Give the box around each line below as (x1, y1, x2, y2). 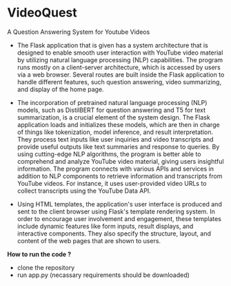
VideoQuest (7, 5, 77, 21)
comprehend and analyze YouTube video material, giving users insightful (17, 157, 224, 165)
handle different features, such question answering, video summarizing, (17, 77, 222, 86)
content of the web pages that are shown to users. (17, 236, 161, 245)
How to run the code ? (7, 250, 72, 258)
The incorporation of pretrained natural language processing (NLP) (17, 98, 208, 106)
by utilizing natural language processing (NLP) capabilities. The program (17, 55, 223, 64)
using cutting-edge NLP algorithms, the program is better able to (17, 150, 201, 158)
